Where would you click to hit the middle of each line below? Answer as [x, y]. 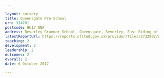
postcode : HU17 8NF [25, 27]
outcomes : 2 [17, 55]
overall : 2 [16, 59]
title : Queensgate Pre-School [36, 18]
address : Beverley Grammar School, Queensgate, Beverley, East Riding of [82, 32]
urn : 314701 [17, 23]
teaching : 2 [17, 41]
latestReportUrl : [23, 37]
